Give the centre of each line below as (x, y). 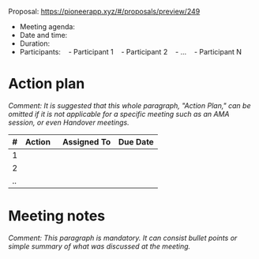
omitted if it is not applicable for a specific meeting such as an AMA (119, 114)
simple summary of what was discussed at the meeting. (99, 246)
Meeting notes (56, 216)
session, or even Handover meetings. (69, 122)
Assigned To (86, 141)
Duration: (34, 43)
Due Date (136, 141)
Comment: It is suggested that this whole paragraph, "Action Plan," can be (129, 105)
